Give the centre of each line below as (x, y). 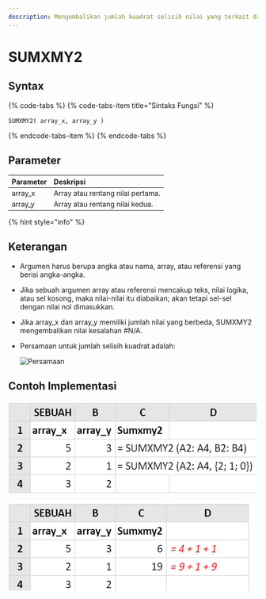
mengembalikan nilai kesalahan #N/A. (81, 330)
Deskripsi (70, 182)
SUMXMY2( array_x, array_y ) (56, 121)
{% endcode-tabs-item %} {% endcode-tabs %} (87, 136)
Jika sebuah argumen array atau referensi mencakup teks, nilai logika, (134, 290)
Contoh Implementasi (63, 386)
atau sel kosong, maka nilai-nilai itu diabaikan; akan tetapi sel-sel (125, 298)
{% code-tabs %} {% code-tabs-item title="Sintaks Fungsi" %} (111, 105)
